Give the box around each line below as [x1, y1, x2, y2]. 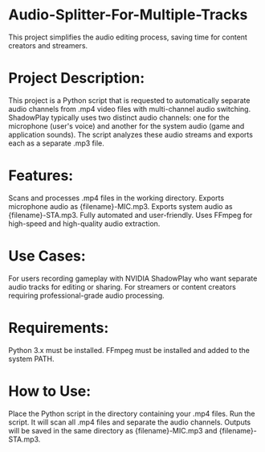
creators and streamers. [8, 40, 88, 50]
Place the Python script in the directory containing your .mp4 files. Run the [8, 409, 255, 418]
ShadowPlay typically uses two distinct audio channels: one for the [8, 113, 230, 122]
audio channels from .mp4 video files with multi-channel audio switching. [8, 104, 251, 113]
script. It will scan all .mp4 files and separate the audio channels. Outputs [8, 417, 251, 427]
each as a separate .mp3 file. [8, 138, 104, 148]
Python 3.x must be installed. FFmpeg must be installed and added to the [8, 345, 251, 355]
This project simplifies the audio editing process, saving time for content [8, 32, 247, 42]
